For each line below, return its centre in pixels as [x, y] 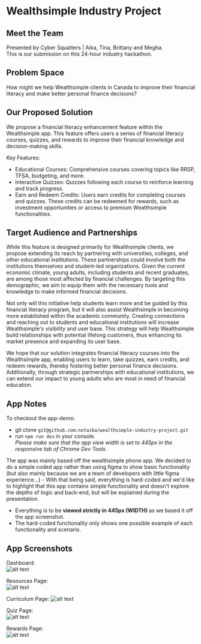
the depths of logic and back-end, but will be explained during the [88, 492]
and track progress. [39, 188]
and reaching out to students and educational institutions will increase [93, 323]
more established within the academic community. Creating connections [96, 316]
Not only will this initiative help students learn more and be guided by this [97, 303]
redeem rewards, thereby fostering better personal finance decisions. [92, 366]
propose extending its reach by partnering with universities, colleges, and [97, 254]
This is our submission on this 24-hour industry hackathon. [79, 54]
